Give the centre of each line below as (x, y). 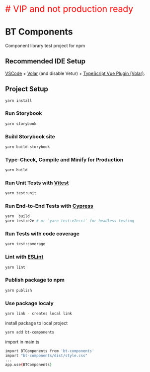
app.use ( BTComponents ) (29, 365)
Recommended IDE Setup (45, 61)
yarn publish (19, 290)
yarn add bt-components (30, 332)
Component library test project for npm (45, 45)
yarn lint (15, 267)
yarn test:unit (21, 193)
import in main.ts (22, 342)
